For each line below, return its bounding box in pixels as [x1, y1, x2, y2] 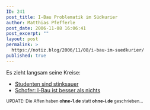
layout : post [6, 36, 39, 42]
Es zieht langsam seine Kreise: [6, 69, 81, 76]
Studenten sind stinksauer [14, 80, 79, 88]
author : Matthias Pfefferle [6, 20, 76, 25]
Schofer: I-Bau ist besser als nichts [14, 86, 101, 93]
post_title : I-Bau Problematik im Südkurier [6, 14, 118, 20]
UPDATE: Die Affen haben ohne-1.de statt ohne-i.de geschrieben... [6, 98, 143, 104]
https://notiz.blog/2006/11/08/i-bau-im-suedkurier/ [11, 47, 145, 53]
